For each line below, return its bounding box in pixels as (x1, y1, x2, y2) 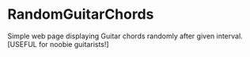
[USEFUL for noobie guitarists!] (7, 39, 109, 48)
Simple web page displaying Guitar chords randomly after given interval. (7, 31, 243, 41)
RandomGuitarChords (7, 5, 154, 23)
